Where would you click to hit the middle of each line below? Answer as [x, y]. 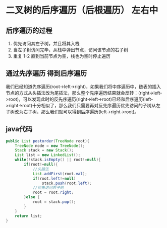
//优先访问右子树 [48, 188]
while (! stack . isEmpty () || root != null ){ [58, 160]
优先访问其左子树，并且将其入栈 [46, 44]
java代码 [19, 129]
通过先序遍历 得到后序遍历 [46, 73]
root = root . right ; [53, 193]
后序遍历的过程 [29, 30]
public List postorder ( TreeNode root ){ [48, 141]
